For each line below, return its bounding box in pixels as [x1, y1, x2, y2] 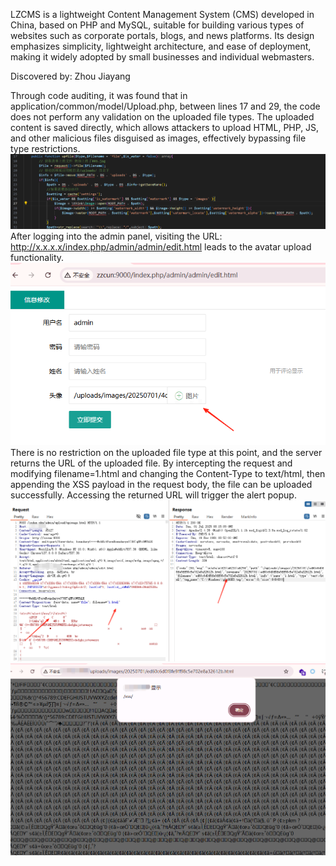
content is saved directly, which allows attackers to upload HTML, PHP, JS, [10, 122, 320, 133]
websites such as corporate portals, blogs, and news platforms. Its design [10, 30, 315, 41]
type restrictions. [10, 143, 81, 154]
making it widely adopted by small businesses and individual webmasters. [10, 51, 315, 63]
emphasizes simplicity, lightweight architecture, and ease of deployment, [10, 40, 312, 52]
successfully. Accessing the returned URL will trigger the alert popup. [10, 489, 297, 501]
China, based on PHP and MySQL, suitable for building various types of [10, 19, 305, 31]
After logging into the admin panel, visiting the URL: [10, 230, 223, 243]
